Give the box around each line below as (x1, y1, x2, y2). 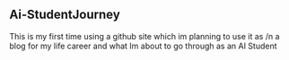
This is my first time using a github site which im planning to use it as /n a (9, 30, 280, 41)
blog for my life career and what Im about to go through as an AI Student (9, 40, 277, 51)
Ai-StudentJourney (9, 7, 121, 22)
